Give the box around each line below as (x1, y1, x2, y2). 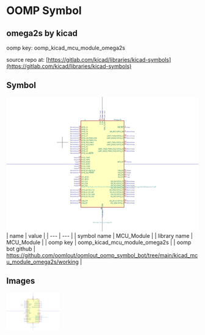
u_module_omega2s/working (6, 258, 79, 265)
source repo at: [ (6, 56, 48, 63)
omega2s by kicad (6, 28, 78, 39)
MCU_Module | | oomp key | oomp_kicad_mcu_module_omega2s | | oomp (6, 238, 192, 246)
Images (6, 276, 35, 286)
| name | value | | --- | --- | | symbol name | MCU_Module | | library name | (6, 232, 193, 239)
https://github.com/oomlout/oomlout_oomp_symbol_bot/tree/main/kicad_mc (6, 251, 198, 259)
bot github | (6, 245, 35, 252)
